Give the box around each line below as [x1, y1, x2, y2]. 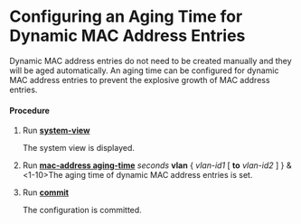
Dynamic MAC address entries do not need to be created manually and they [9, 55, 292, 66]
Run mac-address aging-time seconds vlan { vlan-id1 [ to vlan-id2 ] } [22, 160, 285, 171]
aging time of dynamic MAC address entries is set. [64, 170, 253, 181]
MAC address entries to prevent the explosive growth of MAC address [9, 74, 270, 85]
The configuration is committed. [22, 205, 142, 216]
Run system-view [22, 125, 90, 136]
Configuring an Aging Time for [9, 6, 243, 27]
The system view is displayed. [22, 143, 136, 154]
